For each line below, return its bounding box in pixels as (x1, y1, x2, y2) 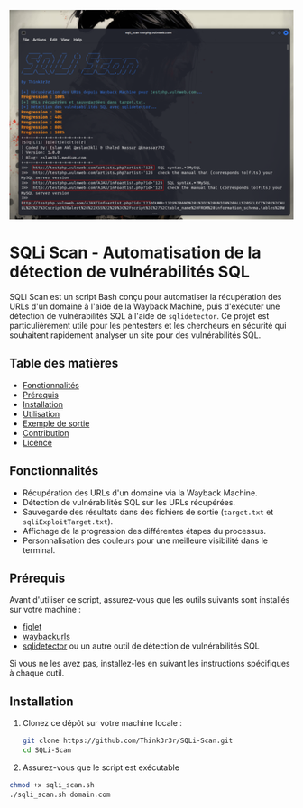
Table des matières (9, 356, 119, 371)
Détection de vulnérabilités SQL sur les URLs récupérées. (22, 496, 236, 507)
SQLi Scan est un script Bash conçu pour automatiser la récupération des (9, 292, 282, 303)
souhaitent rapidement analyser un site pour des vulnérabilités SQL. (9, 330, 262, 340)
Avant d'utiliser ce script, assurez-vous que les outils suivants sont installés (9, 595, 290, 605)
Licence (22, 437, 52, 448)
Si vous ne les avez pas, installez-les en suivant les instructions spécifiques (9, 658, 290, 669)
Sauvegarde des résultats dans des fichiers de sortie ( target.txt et (22, 506, 274, 517)
